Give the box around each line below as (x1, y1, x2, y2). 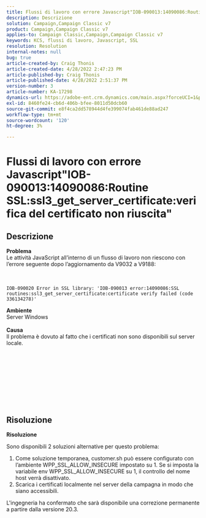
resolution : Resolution (6, 44, 67, 50)
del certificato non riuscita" (28, 207, 173, 221)
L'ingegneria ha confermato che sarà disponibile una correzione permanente (6, 499, 200, 506)
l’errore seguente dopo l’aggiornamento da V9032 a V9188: (6, 261, 156, 268)
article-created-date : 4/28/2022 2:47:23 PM (6, 66, 122, 72)
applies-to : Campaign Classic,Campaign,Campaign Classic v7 (6, 32, 164, 38)
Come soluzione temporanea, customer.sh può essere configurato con (15, 454, 194, 462)
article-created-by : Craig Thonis (6, 60, 95, 66)
